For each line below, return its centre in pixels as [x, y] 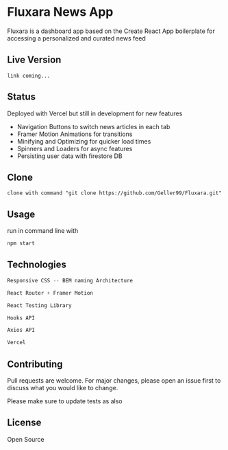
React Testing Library [39, 305]
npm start [21, 244]
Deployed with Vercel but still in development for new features [95, 113]
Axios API [21, 330]
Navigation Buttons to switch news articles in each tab [93, 126]
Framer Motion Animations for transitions [75, 134]
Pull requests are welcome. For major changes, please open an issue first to [114, 380]
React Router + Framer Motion [50, 293]
